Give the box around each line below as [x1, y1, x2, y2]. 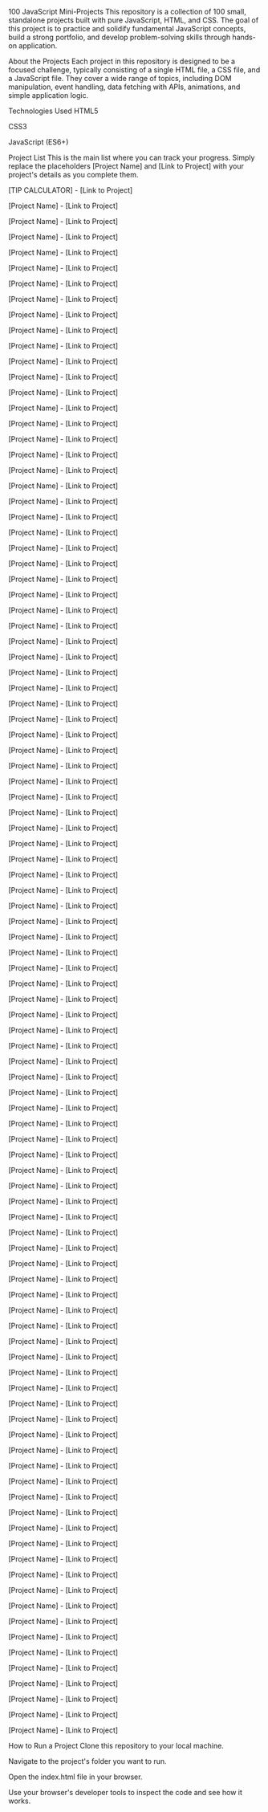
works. [8, 1796, 31, 1806]
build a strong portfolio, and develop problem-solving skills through [8, 32, 231, 42]
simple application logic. [8, 91, 89, 100]
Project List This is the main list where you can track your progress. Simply [8, 153, 255, 162]
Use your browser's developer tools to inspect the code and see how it [8, 1788, 243, 1797]
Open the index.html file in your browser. [8, 1772, 143, 1781]
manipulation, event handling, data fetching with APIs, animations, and [8, 82, 241, 92]
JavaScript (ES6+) [8, 137, 69, 147]
